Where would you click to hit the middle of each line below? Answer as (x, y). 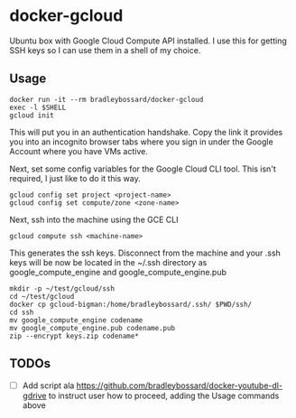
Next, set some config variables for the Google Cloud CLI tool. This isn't (143, 169)
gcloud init (32, 115)
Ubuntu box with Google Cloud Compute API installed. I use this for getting (148, 41)
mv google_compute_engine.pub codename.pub (92, 328)
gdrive (34, 395)
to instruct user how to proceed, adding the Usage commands (164, 395)
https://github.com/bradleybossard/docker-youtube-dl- (179, 385)
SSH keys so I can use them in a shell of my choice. (105, 50)
